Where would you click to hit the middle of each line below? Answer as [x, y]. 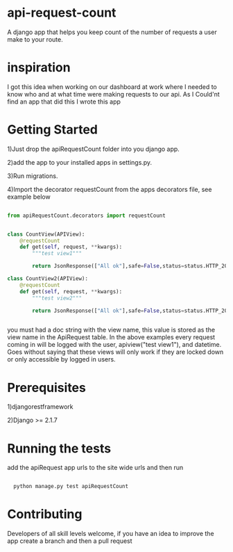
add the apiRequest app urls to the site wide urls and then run [95, 468]
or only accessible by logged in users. [61, 359]
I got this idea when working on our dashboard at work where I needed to [112, 87]
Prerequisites [47, 388]
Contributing [45, 514]
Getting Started [53, 130]
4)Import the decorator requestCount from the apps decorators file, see [110, 189]
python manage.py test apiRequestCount [71, 487]
